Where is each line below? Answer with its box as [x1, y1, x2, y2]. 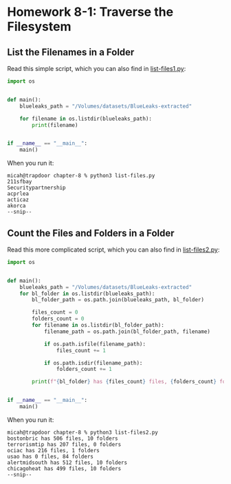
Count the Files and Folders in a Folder [7, 227, 175, 239]
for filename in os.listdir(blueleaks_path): [19, 115, 153, 122]
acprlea [7, 190, 30, 197]
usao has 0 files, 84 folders [7, 453, 94, 460]
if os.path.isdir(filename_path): [43, 359, 143, 366]
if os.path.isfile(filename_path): [43, 341, 146, 347]
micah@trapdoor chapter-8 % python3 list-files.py [7, 172, 155, 179]
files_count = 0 [32, 309, 78, 316]
